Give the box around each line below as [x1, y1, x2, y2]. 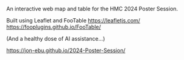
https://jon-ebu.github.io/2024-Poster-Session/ [6, 47, 126, 54]
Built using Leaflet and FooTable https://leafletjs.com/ [6, 17, 141, 24]
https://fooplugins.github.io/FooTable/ [6, 24, 101, 30]
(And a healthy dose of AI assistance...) [6, 35, 105, 42]
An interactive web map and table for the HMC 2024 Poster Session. [6, 5, 179, 12]
